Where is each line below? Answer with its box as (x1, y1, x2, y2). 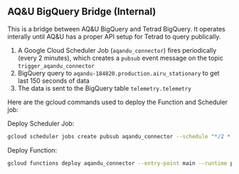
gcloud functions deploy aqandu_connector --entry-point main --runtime (7, 160, 228, 167)
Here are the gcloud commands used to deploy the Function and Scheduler (7, 98, 228, 106)
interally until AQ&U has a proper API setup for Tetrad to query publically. (7, 32, 221, 41)
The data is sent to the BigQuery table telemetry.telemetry (17, 83, 192, 92)
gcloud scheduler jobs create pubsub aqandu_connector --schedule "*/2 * (7, 133, 231, 140)
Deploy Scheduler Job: (7, 119, 75, 128)
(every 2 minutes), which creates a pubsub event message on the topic (17, 53, 224, 62)
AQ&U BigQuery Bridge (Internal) (7, 6, 156, 18)
